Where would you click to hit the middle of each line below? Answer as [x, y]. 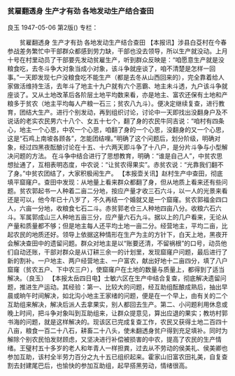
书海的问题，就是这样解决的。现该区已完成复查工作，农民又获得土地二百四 [114, 322]
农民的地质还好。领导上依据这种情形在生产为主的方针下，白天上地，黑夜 [117, 235]
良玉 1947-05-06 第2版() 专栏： [53, 28]
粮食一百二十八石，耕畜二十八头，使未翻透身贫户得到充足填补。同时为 [127, 331]
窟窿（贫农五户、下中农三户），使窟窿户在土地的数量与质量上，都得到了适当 [116, 270]
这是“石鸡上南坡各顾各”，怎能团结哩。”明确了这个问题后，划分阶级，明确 [111, 138]
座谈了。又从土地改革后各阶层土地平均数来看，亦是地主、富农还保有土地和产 [117, 95]
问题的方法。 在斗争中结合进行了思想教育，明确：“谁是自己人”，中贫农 [115, 156]
